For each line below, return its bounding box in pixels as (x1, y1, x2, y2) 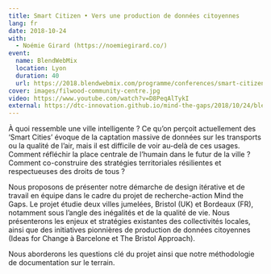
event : (8, 49, 31, 57)
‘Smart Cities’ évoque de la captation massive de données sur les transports (8, 132, 262, 142)
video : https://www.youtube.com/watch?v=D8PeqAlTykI (8, 94, 190, 102)
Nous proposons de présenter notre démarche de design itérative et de (8, 182, 245, 192)
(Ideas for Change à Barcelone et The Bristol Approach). (8, 234, 196, 243)
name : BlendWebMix (15, 57, 78, 65)
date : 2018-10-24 (8, 27, 67, 35)
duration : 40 (15, 72, 60, 80)
